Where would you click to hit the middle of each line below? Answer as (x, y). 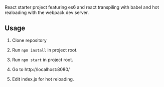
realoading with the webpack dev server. (47, 12)
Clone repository (29, 40)
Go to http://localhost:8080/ (41, 69)
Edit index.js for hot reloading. (43, 79)
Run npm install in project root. (45, 50)
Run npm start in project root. (42, 59)
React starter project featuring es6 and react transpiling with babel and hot (82, 7)
